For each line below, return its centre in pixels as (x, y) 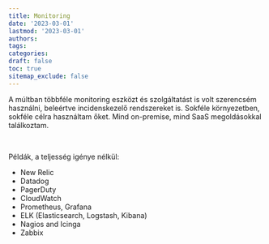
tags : (17, 46)
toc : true (25, 69)
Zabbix (32, 233)
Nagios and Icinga (50, 224)
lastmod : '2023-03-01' (47, 31)
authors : (23, 39)
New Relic (37, 172)
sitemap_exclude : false (49, 76)
